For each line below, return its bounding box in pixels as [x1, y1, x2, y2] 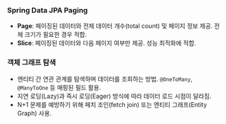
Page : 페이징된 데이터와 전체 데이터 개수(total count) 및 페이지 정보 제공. [16, 22, 213, 30]
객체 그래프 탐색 [7, 58, 56, 67]
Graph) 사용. [16, 109, 52, 117]
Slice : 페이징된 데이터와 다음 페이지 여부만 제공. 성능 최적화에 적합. [16, 39, 196, 47]
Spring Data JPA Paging [7, 5, 88, 15]
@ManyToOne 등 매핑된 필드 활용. [16, 83, 102, 91]
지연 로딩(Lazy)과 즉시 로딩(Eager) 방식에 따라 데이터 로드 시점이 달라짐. [16, 92, 212, 100]
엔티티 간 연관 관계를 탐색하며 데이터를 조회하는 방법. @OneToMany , [16, 75, 193, 83]
